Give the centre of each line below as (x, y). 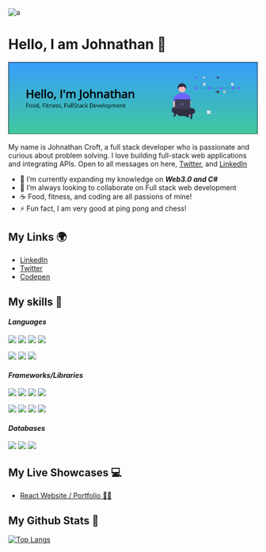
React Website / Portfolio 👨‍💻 (66, 496)
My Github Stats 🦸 (53, 521)
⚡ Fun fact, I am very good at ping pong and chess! (103, 208)
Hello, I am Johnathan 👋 (87, 45)
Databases (27, 428)
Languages (27, 322)
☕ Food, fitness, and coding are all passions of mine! (106, 196)
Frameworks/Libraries (46, 375)
